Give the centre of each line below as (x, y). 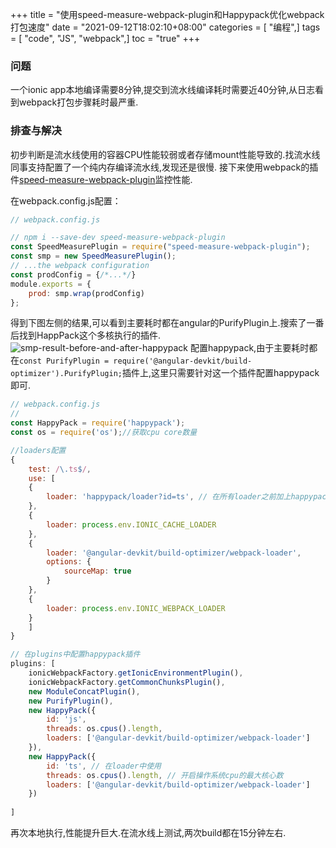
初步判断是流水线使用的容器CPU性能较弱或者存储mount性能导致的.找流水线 (165, 154)
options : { (69, 562)
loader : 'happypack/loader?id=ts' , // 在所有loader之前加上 (169, 497)
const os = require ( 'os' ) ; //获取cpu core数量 (104, 433)
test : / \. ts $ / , (60, 469)
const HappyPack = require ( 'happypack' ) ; (98, 423)
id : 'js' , (66, 719)
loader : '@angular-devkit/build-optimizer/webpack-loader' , (174, 553)
